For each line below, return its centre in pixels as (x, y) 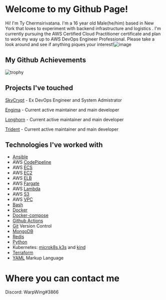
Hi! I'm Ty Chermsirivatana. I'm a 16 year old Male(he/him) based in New (79, 23)
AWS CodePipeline (32, 162)
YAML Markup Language (38, 258)
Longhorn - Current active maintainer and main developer (64, 119)
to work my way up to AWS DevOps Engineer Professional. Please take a (80, 39)
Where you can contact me (62, 278)
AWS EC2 (22, 173)
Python (20, 242)
